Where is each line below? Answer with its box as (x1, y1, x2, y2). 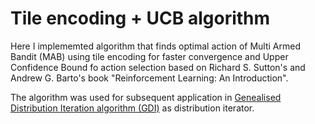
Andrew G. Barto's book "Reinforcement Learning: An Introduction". (10, 72, 289, 84)
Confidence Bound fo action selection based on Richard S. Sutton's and (10, 61, 306, 73)
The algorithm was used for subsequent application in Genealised (10, 91, 282, 103)
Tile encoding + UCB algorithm (10, 7, 271, 30)
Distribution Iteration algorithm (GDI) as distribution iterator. (10, 102, 255, 114)
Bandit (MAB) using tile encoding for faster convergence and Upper (10, 50, 289, 62)
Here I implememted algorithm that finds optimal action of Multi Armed (10, 40, 301, 52)
